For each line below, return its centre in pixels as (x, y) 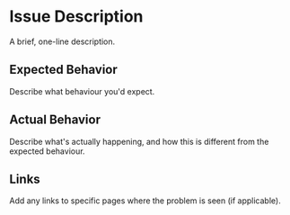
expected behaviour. (47, 151)
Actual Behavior (55, 120)
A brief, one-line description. (62, 41)
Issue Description (76, 17)
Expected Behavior (64, 70)
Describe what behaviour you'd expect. (82, 91)
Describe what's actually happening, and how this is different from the (139, 141)
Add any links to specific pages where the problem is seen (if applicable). (145, 201)
